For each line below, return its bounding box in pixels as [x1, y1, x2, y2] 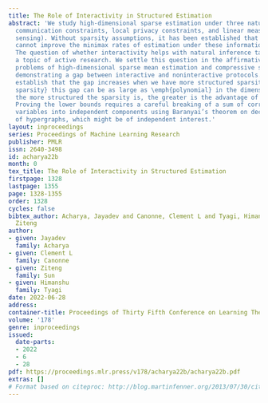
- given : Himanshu [8, 279, 69, 287]
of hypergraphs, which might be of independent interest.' [15, 116, 216, 124]
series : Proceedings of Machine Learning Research [8, 130, 180, 138]
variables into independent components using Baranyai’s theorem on [15, 109, 248, 117]
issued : [8, 330, 34, 339]
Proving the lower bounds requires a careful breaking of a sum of [15, 101, 245, 109]
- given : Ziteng [8, 264, 62, 272]
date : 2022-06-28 [8, 294, 66, 302]
